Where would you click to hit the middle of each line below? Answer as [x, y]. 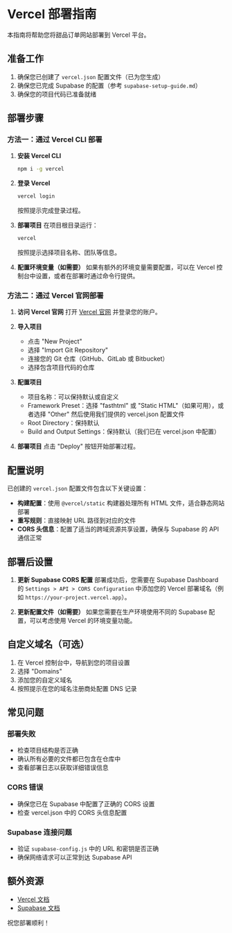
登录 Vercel [34, 183]
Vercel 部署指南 [52, 14]
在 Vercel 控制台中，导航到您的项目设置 [73, 662]
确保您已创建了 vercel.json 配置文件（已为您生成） [91, 76]
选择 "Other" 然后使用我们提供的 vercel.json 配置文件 [109, 414]
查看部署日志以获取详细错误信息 [63, 768]
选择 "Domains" [39, 671]
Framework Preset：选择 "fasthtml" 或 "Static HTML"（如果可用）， [123, 406]
